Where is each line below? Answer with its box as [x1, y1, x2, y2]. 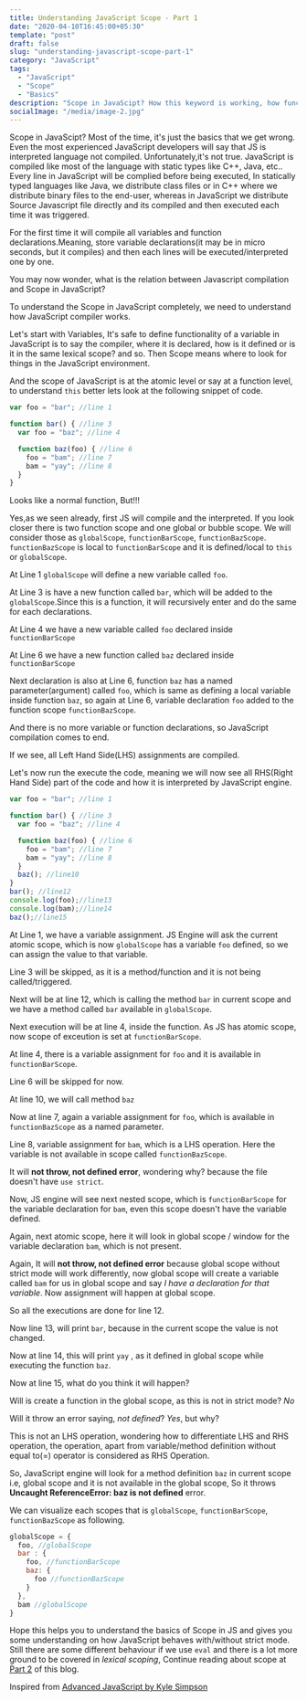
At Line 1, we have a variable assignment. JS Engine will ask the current [9, 929, 279, 940]
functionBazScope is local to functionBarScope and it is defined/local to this [9, 542, 292, 553]
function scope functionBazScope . [9, 704, 137, 715]
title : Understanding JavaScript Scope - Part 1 [9, 13, 198, 23]
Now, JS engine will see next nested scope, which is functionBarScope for [9, 1193, 287, 1204]
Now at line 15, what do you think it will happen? [9, 1377, 190, 1389]
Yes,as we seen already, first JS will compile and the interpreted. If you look [9, 512, 295, 523]
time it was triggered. [9, 209, 90, 220]
